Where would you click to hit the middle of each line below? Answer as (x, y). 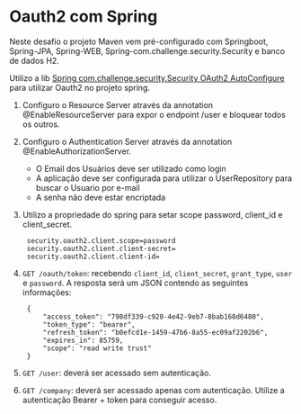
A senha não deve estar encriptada (101, 197)
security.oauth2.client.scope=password (101, 240)
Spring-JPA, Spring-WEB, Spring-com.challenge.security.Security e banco (147, 50)
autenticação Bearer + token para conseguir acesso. (120, 400)
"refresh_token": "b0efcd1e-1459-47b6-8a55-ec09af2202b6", (155, 332)
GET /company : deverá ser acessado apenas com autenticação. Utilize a (153, 390)
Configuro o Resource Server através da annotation (118, 104)
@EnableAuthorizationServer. (77, 151)
